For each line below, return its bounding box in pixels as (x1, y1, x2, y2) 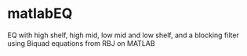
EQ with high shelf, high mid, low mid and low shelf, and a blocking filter (7, 30, 240, 40)
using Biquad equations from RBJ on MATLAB (7, 38, 155, 47)
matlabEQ (7, 5, 73, 23)
